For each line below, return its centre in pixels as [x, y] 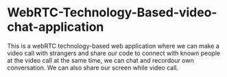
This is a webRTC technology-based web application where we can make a [113, 46]
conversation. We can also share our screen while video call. [93, 67]
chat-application [56, 27]
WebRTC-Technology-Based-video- [112, 13]
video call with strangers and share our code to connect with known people [114, 53]
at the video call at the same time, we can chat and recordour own [100, 60]
